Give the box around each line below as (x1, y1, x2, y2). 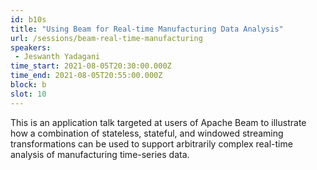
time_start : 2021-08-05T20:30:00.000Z (10, 61, 172, 71)
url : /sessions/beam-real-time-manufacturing (10, 33, 203, 43)
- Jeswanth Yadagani (14, 52, 101, 62)
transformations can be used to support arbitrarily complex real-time (10, 137, 293, 150)
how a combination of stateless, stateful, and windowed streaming (10, 127, 284, 139)
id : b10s (10, 14, 47, 25)
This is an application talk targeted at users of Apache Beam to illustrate (10, 116, 307, 128)
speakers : (10, 42, 52, 53)
